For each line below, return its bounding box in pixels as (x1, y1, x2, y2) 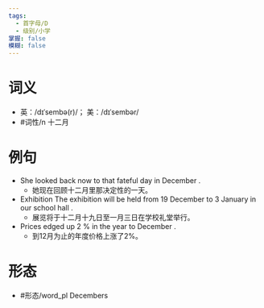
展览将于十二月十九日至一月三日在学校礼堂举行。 (31, 213, 195, 222)
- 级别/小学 (15, 27, 51, 35)
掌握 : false (8, 34, 46, 43)
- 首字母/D (15, 19, 48, 27)
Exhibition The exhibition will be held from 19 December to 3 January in (19, 194, 257, 204)
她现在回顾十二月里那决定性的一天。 (31, 185, 153, 194)
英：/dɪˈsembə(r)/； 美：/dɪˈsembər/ (19, 107, 139, 117)
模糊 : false (8, 42, 46, 50)
